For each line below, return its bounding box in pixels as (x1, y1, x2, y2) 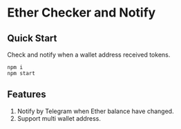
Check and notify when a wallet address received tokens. (7, 50, 171, 59)
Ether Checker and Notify (7, 5, 156, 21)
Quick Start (7, 32, 57, 44)
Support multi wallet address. (17, 114, 102, 122)
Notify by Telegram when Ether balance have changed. (17, 107, 174, 115)
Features (7, 88, 46, 101)
